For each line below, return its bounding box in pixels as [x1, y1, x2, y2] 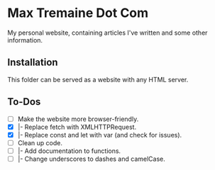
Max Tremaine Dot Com [7, 5, 149, 21]
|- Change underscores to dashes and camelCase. [17, 154, 165, 163]
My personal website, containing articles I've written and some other [7, 28, 208, 37]
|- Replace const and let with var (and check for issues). [17, 130, 182, 139]
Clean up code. [17, 138, 62, 147]
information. [7, 35, 43, 44]
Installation [7, 57, 58, 69]
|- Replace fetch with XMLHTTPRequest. [17, 123, 137, 131]
